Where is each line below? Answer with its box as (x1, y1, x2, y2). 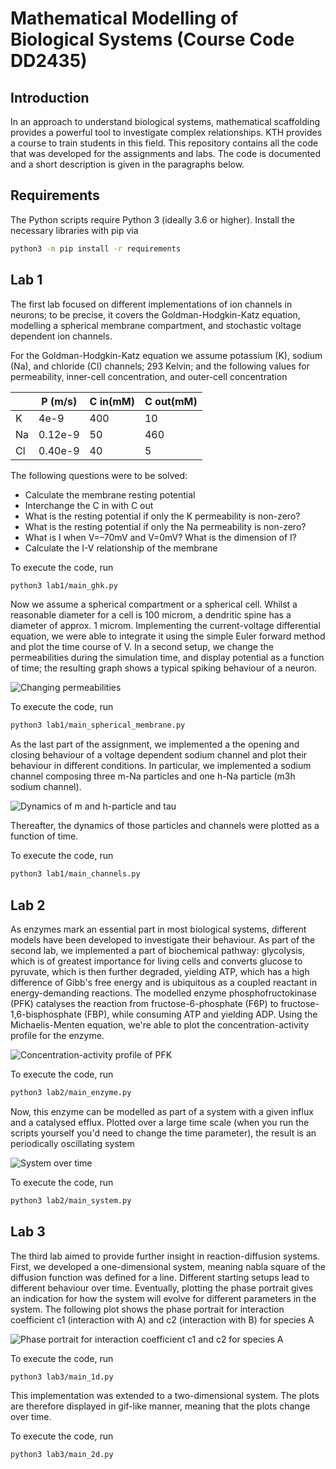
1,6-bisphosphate (10, 1008, 82, 1020)
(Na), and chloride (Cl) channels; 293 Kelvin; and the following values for (10, 360, 310, 372)
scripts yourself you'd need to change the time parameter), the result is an (10, 1127, 317, 1139)
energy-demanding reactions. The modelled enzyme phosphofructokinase (10, 987, 317, 999)
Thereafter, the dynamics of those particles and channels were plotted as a (10, 820, 320, 832)
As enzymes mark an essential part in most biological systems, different (10, 923, 307, 935)
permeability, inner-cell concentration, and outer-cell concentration (10, 370, 288, 382)
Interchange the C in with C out (24, 499, 154, 511)
